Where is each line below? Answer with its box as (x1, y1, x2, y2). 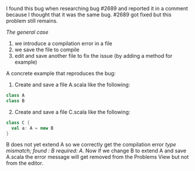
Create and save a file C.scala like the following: (14, 108, 131, 116)
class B (6, 97, 25, 104)
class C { (6, 120, 30, 125)
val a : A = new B (11, 125, 54, 131)
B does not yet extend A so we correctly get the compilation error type (6, 141, 177, 148)
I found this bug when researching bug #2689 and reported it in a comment (6, 5, 189, 12)
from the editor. (6, 160, 44, 167)
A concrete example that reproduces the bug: (6, 70, 116, 76)
